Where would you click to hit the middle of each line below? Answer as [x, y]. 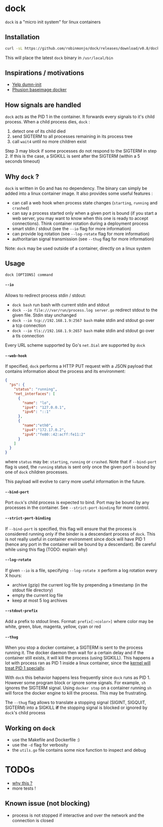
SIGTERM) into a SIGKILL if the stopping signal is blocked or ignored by [76, 708]
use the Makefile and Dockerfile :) [46, 740]
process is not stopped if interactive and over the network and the [78, 815]
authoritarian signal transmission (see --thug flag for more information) [83, 239]
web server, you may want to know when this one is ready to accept [80, 219]
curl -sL [14, 48]
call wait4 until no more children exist [49, 142]
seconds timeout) [23, 161]
